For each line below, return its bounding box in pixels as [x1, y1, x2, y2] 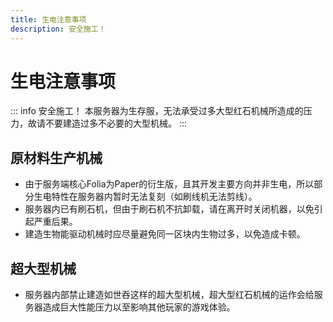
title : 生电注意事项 [10, 14, 87, 25]
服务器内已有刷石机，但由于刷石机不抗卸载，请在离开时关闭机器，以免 [24, 203, 315, 215]
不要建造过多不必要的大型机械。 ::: [44, 117, 188, 130]
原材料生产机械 [10, 149, 103, 166]
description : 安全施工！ [10, 24, 107, 34]
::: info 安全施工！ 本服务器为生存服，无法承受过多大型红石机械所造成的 [10, 105, 304, 117]
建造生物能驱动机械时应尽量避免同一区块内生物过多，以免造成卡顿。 [24, 228, 306, 240]
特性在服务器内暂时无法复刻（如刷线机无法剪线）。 [51, 191, 258, 203]
